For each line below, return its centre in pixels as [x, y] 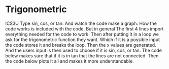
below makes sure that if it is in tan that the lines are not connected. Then [82, 56]
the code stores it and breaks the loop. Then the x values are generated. [81, 45]
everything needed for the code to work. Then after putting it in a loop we [82, 34]
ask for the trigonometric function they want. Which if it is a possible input [82, 40]
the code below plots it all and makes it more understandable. [70, 61]
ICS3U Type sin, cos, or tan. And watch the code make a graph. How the [81, 23]
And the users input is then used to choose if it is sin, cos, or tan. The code [84, 50]
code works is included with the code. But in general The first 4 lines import [84, 28]
